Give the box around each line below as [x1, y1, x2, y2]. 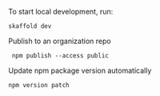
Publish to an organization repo [8, 36, 111, 46]
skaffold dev [8, 22, 52, 30]
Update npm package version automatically [8, 66, 152, 75]
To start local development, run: [8, 7, 114, 16]
